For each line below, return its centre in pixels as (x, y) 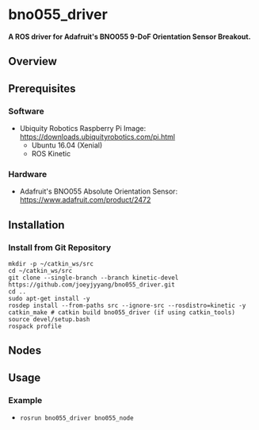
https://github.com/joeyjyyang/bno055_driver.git (92, 285)
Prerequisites (42, 88)
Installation (36, 225)
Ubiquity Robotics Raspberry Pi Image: (83, 129)
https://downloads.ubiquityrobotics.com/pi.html (97, 137)
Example (25, 400)
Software (27, 111)
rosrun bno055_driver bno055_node (76, 418)
